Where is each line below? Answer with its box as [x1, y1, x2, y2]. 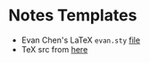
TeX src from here [21, 43, 88, 54]
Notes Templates [8, 5, 137, 26]
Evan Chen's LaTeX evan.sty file [21, 35, 140, 45]
